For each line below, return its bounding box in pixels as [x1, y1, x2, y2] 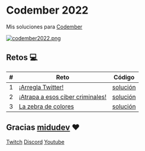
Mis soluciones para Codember [6, 23, 83, 30]
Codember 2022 [6, 4, 89, 17]
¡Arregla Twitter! [18, 83, 64, 91]
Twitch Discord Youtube [6, 138, 65, 145]
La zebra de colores [18, 102, 74, 110]
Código [113, 73, 135, 81]
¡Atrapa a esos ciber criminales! [18, 92, 107, 101]
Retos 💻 [6, 53, 38, 63]
